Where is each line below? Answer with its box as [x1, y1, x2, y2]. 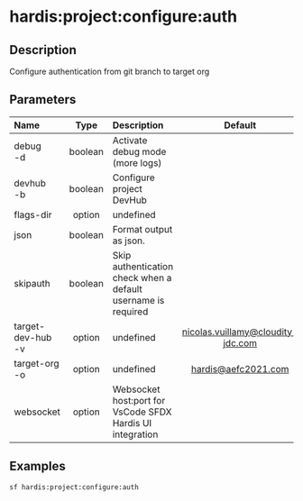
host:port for [112, 394, 166, 406]
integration [112, 428, 159, 441]
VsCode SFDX [112, 405, 172, 418]
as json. [112, 234, 146, 247]
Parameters [9, 92, 77, 107]
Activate [112, 133, 148, 146]
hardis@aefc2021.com [190, 362, 289, 375]
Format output [112, 223, 173, 235]
